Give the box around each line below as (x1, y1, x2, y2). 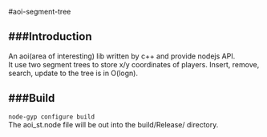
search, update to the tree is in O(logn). (8, 68, 139, 78)
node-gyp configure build (8, 112, 95, 121)
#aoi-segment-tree (8, 7, 71, 16)
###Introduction (8, 30, 92, 43)
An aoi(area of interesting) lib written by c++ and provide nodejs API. (8, 51, 236, 61)
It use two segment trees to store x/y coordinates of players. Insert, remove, (8, 59, 260, 69)
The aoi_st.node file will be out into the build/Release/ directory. (8, 119, 219, 129)
